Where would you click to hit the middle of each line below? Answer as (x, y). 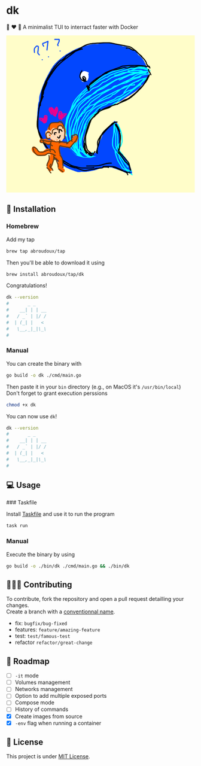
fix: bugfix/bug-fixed (41, 624)
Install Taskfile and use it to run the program (60, 514)
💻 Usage (23, 485)
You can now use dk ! (32, 416)
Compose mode (35, 703)
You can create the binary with (44, 363)
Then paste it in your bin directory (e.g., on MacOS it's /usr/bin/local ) (94, 387)
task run (17, 526)
